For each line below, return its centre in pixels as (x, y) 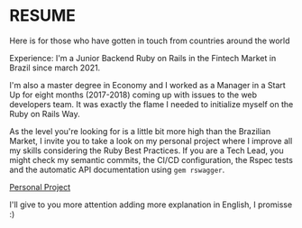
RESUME (43, 16)
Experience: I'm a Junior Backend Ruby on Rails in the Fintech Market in (143, 58)
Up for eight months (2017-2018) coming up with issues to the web (133, 95)
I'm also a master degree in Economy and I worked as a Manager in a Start (147, 85)
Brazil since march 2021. (55, 68)
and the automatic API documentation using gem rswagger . (117, 169)
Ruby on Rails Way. (45, 114)
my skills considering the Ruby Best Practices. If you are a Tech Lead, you (146, 150)
